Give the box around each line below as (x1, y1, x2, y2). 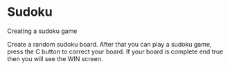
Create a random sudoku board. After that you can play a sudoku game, (7, 40, 212, 48)
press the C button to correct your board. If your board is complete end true (7, 47, 224, 56)
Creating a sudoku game (7, 27, 78, 35)
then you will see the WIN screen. (7, 54, 103, 62)
